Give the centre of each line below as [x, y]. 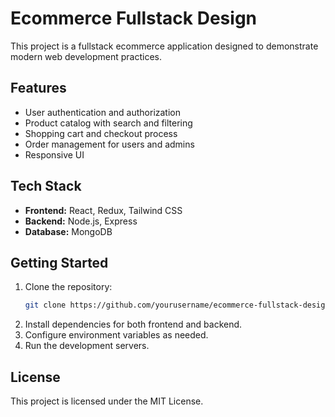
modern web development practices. [86, 56]
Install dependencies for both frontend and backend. [133, 324]
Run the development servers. [87, 346]
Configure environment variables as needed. [116, 335]
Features [38, 88]
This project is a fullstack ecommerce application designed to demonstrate [164, 46]
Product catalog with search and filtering [108, 123]
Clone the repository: [68, 287]
